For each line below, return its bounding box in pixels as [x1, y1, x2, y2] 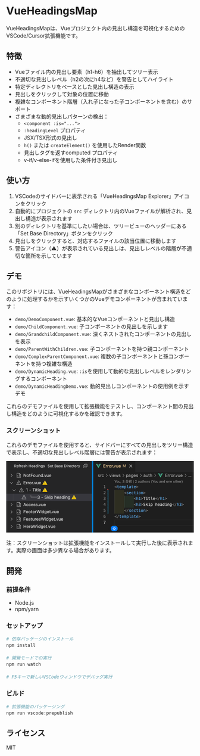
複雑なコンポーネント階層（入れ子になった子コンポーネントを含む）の [14, 98, 187, 105]
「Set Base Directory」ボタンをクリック [14, 229, 113, 237]
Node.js [14, 599, 35, 606]
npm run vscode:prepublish [6, 710, 73, 716]
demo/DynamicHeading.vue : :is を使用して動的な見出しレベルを [14, 368, 165, 375]
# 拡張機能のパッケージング [6, 704, 65, 710]
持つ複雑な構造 [35, 360, 73, 368]
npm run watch [6, 661, 42, 667]
